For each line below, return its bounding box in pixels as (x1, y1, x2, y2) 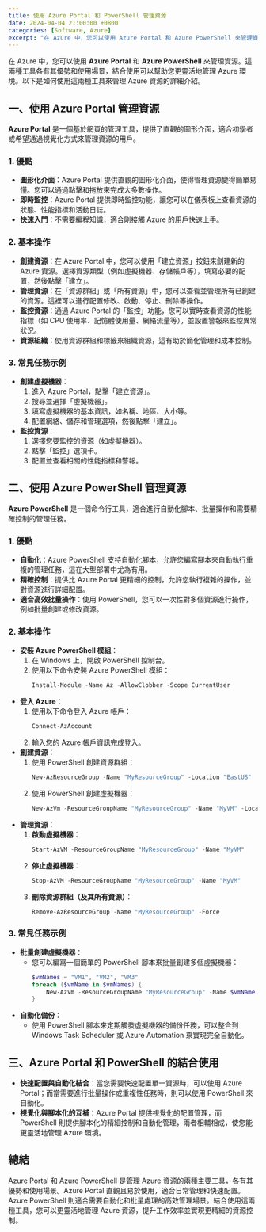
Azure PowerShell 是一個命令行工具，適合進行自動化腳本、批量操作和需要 (8, 504, 251, 513)
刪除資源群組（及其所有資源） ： (31, 892, 133, 902)
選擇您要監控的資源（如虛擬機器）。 (31, 436, 146, 445)
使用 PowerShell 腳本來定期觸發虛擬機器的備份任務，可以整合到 (31, 1020, 239, 1030)
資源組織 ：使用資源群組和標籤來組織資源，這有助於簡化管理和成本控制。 (19, 335, 256, 345)
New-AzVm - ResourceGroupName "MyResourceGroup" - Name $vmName (46, 988, 256, 996)
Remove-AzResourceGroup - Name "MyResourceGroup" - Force (31, 908, 220, 916)
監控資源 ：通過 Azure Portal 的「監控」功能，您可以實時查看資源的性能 (19, 306, 252, 315)
